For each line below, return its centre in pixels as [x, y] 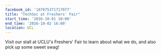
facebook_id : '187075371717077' [38, 10]
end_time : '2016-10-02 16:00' [36, 23]
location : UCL [20, 28]
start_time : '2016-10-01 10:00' [38, 19]
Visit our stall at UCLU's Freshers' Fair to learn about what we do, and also [80, 42]
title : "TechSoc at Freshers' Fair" [43, 14]
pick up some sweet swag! [32, 47]
